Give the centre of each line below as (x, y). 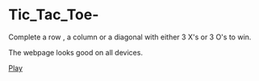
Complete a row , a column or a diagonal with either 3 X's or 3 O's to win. (130, 37)
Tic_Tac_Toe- (54, 15)
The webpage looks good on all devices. (76, 52)
